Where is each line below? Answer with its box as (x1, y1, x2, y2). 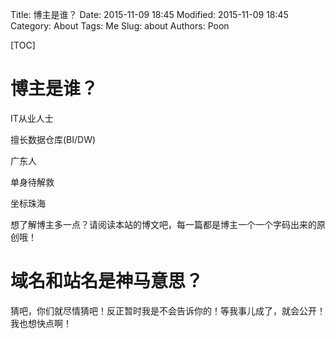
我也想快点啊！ (10, 317, 72, 329)
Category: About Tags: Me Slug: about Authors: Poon (10, 20, 230, 32)
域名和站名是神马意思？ (10, 270, 204, 293)
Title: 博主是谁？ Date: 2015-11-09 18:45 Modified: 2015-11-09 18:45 (10, 9, 289, 20)
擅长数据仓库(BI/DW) (10, 133, 97, 145)
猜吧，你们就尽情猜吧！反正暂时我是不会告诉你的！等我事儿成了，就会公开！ (10, 304, 326, 317)
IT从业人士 (10, 112, 54, 124)
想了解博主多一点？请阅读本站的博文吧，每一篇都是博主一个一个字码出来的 (10, 218, 317, 230)
